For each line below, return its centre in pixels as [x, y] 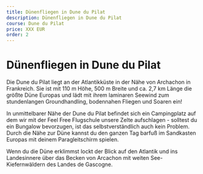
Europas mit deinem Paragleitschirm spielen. [63, 140]
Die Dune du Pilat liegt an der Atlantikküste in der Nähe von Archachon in [99, 82]
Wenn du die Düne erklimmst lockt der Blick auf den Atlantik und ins [92, 151]
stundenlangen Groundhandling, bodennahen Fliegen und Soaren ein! [94, 102]
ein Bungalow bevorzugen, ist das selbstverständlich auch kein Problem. [98, 127]
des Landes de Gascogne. [80, 165]
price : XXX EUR [26, 29]
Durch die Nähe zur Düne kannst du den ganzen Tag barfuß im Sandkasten [101, 133]
